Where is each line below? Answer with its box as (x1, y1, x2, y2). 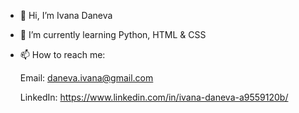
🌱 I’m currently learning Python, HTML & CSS (19, 29, 207, 40)
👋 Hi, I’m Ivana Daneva (19, 10, 113, 21)
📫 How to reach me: (19, 49, 106, 60)
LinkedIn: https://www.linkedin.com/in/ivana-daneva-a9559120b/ (19, 91, 289, 103)
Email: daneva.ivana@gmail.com (19, 72, 154, 84)
